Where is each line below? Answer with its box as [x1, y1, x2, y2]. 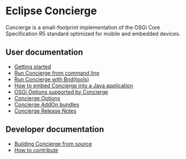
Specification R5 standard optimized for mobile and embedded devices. [5, 30, 181, 37]
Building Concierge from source [14, 140, 92, 147]
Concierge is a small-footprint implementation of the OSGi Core [5, 24, 161, 31]
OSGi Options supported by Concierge [14, 88, 108, 96]
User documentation [5, 47, 84, 58]
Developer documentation [5, 125, 104, 135]
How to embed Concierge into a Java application [14, 82, 134, 89]
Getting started [14, 63, 52, 70]
